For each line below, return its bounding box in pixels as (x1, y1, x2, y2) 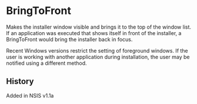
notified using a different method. (6, 60, 87, 67)
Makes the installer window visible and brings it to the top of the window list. (6, 23, 192, 30)
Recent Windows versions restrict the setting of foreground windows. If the (6, 47, 188, 54)
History (6, 77, 34, 86)
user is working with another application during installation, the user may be (6, 53, 190, 60)
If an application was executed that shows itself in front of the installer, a (6, 29, 182, 36)
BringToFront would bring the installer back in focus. (6, 36, 133, 43)
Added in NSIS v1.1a (6, 92, 54, 99)
